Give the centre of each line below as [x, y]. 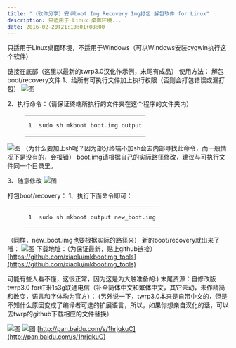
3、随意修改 [25, 181]
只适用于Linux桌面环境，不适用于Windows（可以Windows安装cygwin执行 [114, 48]
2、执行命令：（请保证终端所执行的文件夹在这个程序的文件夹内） [100, 104]
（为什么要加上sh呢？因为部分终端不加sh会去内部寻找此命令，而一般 [122, 148]
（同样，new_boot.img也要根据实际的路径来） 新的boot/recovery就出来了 [114, 240]
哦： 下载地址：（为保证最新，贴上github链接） [82, 249]
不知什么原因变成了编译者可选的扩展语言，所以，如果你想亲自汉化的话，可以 [118, 305]
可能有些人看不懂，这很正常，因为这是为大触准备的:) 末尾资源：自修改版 [112, 279]
